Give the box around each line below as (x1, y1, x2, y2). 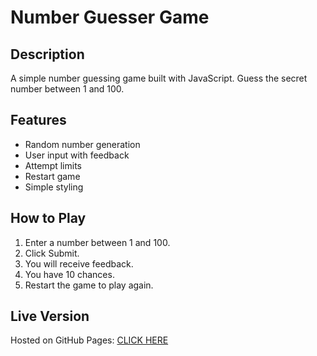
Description (10, 46, 85, 63)
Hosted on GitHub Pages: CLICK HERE (10, 334, 169, 346)
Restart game (24, 170, 81, 182)
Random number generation (24, 138, 141, 150)
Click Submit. (24, 247, 80, 259)
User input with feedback (24, 149, 130, 161)
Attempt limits (24, 159, 82, 171)
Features (10, 112, 67, 129)
